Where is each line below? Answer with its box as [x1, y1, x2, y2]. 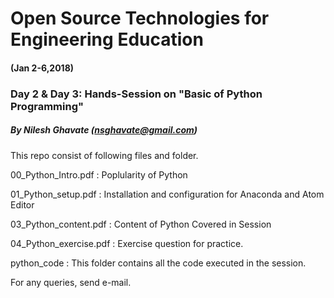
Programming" [10, 99, 85, 113]
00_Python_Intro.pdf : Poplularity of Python [10, 168, 188, 181]
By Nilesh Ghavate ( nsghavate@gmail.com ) [10, 124, 198, 136]
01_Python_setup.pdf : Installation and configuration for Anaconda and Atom [10, 188, 325, 200]
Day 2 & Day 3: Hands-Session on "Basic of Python [10, 87, 263, 101]
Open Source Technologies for [10, 7, 270, 30]
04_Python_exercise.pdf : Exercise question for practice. [10, 237, 244, 249]
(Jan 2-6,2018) [10, 62, 75, 74]
